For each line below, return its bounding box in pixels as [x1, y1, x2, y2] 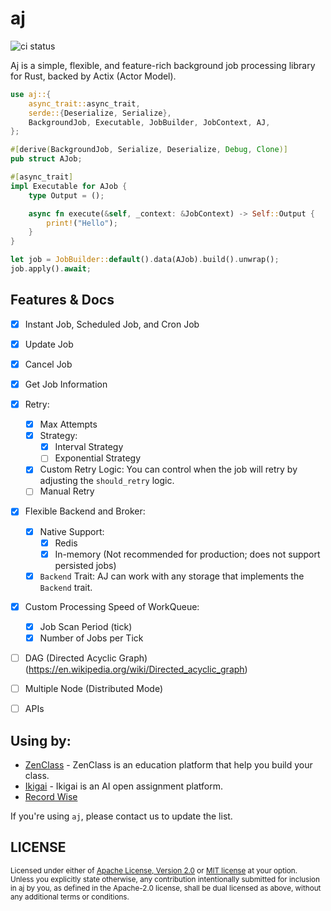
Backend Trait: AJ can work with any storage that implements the [39, 570, 305, 582]
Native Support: [39, 525, 105, 537]
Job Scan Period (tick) [39, 620, 133, 632]
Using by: [10, 732, 72, 749]
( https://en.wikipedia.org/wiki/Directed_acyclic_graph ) [24, 663, 248, 675]
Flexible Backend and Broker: [24, 505, 146, 517]
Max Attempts [39, 418, 98, 431]
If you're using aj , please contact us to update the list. [10, 810, 233, 822]
